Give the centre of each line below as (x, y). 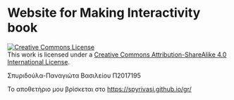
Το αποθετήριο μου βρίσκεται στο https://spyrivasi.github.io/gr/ (99, 89)
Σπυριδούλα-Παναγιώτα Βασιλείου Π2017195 (74, 76)
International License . (39, 62)
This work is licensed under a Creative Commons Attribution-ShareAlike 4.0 (117, 55)
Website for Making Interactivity (104, 13)
